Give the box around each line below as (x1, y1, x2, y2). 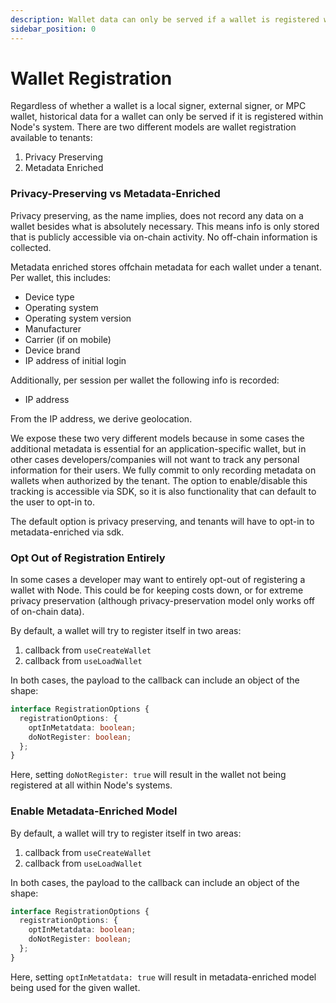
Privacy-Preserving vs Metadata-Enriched (10, 187, 221, 201)
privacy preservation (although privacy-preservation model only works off (10, 595, 316, 607)
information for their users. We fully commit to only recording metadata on (10, 464, 317, 476)
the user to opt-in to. (10, 496, 95, 508)
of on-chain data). (10, 606, 85, 618)
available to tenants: (10, 132, 93, 144)
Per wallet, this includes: (10, 271, 112, 283)
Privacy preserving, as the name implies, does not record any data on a (10, 209, 304, 221)
